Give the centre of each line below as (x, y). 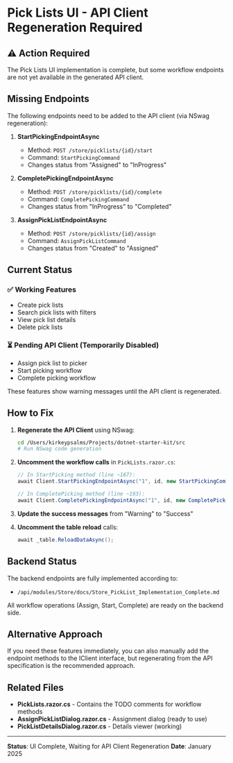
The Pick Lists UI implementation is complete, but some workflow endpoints (115, 70)
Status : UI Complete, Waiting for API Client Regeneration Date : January (109, 746)
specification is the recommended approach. (71, 666)
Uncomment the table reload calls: (68, 527)
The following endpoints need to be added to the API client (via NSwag (109, 115)
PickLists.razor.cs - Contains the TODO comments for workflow (109, 704)
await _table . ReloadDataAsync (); (66, 539)
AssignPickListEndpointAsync (62, 219)
